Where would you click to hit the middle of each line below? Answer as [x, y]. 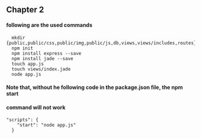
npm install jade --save [42, 58]
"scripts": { [22, 120]
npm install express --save [47, 53]
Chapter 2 [25, 10]
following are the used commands [49, 25]
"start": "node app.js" [47, 125]
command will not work [36, 107]
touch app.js [28, 64]
